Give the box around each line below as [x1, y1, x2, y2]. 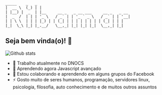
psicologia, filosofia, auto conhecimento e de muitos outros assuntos [12, 84, 157, 90]
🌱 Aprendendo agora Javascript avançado [12, 65, 102, 72]
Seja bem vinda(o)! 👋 [5, 37, 72, 45]
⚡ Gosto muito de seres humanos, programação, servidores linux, [12, 76, 150, 82]
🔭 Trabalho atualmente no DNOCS [12, 60, 84, 66]
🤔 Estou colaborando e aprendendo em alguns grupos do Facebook [12, 71, 155, 77]
